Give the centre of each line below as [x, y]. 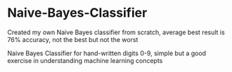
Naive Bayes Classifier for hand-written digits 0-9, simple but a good [107, 53]
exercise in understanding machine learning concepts [85, 60]
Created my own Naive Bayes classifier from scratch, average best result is [116, 32]
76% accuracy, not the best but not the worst [73, 39]
